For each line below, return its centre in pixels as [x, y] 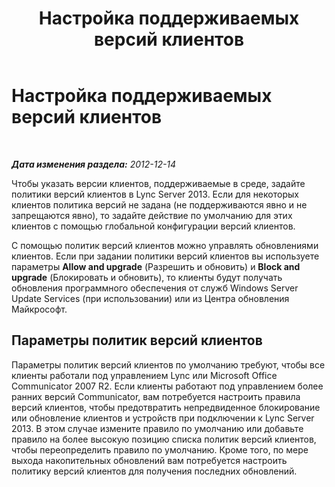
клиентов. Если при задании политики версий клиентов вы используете [165, 256]
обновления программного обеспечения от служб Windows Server [155, 288]
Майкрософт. [39, 309]
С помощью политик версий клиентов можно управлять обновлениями [165, 245]
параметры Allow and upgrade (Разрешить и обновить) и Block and [156, 266]
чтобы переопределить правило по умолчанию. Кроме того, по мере [160, 449]
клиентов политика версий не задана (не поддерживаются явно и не [159, 204]
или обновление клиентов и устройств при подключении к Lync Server [163, 418]
